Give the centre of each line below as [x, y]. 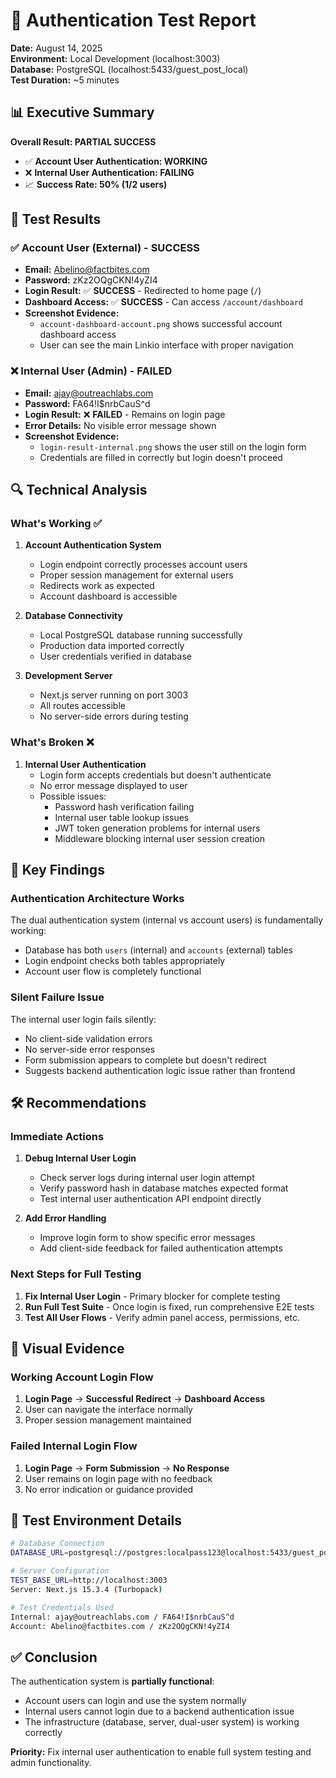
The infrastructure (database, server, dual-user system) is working [162, 1722]
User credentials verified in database [115, 656]
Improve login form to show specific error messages [147, 1238]
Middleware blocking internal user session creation [159, 838]
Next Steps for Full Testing [76, 1274]
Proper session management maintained [108, 1420]
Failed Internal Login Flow [74, 1446]
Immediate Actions [57, 1137]
